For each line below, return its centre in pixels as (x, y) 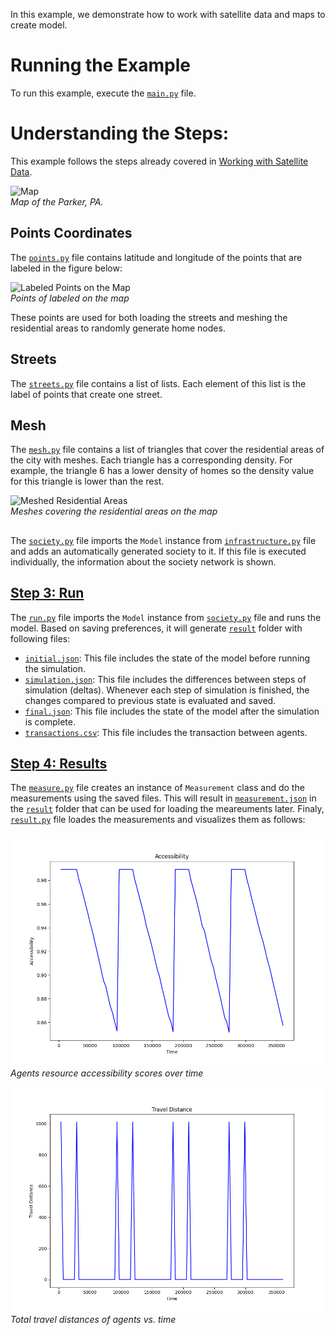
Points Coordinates (71, 233)
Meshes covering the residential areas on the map (114, 511)
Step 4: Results (59, 763)
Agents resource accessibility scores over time (107, 1073)
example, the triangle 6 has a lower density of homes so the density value (162, 471)
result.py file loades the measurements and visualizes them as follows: (158, 820)
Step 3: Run (47, 593)
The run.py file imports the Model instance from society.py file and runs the (166, 617)
